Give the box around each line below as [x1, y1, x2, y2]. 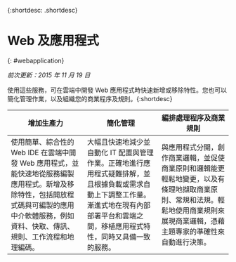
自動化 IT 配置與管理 [86, 148, 154, 157]
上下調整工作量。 [93, 190, 151, 199]
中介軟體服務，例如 [11, 211, 75, 221]
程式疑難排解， [93, 169, 144, 178]
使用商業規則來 [175, 205, 225, 215]
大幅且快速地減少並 [86, 137, 151, 147]
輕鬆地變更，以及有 [161, 173, 225, 183]
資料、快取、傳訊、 [11, 221, 75, 231]
